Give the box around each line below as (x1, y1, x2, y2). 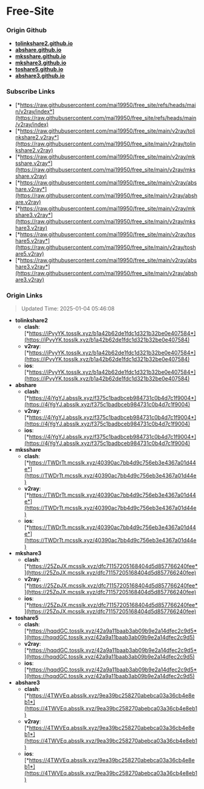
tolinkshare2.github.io (15, 40, 73, 47)
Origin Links (6, 291, 43, 300)
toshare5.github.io (15, 66, 64, 73)
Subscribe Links (6, 87, 55, 96)
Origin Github (6, 26, 47, 35)
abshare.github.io (15, 46, 62, 54)
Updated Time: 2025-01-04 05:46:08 (21, 305, 115, 312)
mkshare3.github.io (15, 59, 67, 66)
